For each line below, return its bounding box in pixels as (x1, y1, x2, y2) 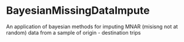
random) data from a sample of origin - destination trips (6, 29, 141, 36)
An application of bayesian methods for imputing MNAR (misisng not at (6, 23, 178, 30)
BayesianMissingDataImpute (6, 4, 150, 17)
